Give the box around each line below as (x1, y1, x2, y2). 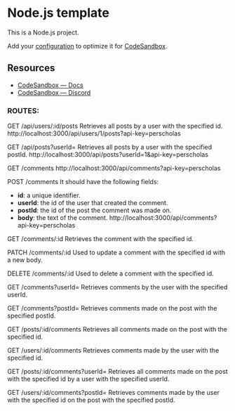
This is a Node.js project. (7, 28, 79, 37)
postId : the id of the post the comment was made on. (17, 206, 172, 215)
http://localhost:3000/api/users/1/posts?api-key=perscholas (7, 129, 181, 138)
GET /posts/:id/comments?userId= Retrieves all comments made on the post (7, 367, 228, 376)
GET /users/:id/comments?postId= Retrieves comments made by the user (7, 389, 220, 397)
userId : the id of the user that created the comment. (17, 199, 168, 207)
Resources (7, 62, 55, 74)
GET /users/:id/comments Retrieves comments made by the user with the (7, 346, 220, 355)
